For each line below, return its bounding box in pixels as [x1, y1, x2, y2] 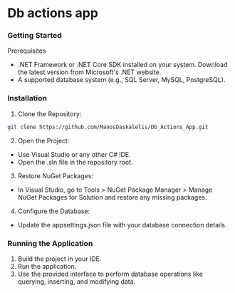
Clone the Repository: [17, 109, 82, 118]
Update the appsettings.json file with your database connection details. [17, 220, 227, 229]
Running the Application [7, 238, 93, 248]
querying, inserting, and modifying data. [17, 277, 136, 286]
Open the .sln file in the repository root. [17, 158, 133, 166]
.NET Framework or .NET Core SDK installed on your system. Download [17, 61, 228, 69]
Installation [7, 93, 48, 103]
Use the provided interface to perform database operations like [17, 269, 203, 278]
